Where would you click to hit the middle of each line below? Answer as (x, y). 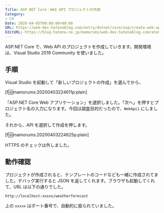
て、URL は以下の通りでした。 (35, 187)
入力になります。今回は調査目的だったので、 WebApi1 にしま (94, 108)
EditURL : (14, 32)
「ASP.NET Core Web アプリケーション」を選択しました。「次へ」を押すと (80, 102)
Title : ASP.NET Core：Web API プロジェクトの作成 (53, 10)
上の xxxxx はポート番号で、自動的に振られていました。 (61, 206)
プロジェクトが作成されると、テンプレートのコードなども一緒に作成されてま (82, 174)
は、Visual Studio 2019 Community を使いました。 (56, 53)
